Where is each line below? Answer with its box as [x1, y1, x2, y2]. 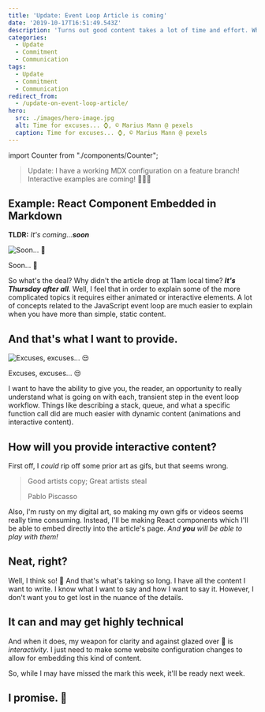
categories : [8, 33, 47, 42]
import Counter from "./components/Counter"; [8, 151, 159, 160]
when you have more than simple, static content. [8, 309, 166, 319]
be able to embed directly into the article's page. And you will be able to [8, 524, 243, 533]
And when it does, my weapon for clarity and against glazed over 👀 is [8, 636, 233, 646]
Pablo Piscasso [27, 492, 77, 501]
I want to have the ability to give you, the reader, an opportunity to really [8, 384, 242, 393]
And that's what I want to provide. [8, 332, 178, 345]
